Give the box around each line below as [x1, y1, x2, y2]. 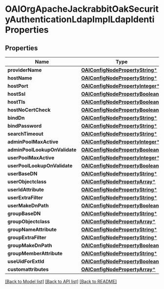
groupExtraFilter [7, 234, 46, 241]
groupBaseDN [7, 210, 41, 217]
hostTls [7, 99, 26, 105]
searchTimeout [7, 131, 44, 137]
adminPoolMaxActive [7, 138, 59, 145]
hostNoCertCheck [7, 106, 51, 113]
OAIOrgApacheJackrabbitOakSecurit [5, 3, 159, 15]
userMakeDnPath [7, 202, 49, 209]
